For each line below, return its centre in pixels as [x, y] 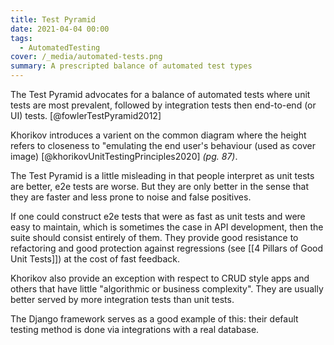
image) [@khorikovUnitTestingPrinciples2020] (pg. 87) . [124, 156]
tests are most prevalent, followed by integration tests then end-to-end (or [163, 105]
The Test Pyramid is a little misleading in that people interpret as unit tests [162, 175]
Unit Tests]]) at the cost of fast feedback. [95, 259]
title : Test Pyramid [53, 19]
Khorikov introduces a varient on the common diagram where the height [158, 135]
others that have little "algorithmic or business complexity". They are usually [167, 289]
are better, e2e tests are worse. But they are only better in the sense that [159, 186]
